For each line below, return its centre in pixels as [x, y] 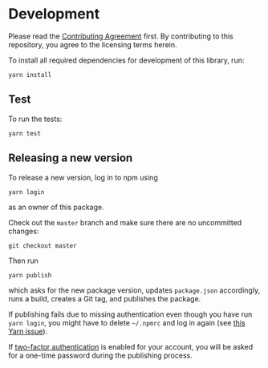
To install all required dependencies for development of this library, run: [126, 60]
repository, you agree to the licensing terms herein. [93, 44]
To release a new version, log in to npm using [83, 177]
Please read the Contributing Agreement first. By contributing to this [121, 36]
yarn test [25, 133]
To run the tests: [35, 119]
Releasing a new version [71, 158]
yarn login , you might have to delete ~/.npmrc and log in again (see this [127, 322]
